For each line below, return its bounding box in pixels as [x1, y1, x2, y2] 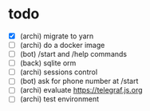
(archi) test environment [19, 94, 100, 104]
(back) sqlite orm [19, 58, 77, 68]
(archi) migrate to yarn [19, 31, 94, 41]
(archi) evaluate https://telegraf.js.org [19, 85, 143, 95]
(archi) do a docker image [19, 41, 105, 50]
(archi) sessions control [19, 67, 98, 77]
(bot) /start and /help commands [19, 50, 128, 59]
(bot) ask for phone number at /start [19, 77, 139, 86]
